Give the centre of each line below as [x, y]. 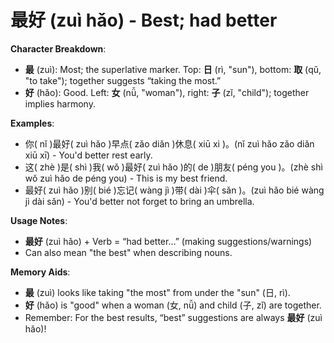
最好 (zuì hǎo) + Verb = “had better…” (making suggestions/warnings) [168, 241]
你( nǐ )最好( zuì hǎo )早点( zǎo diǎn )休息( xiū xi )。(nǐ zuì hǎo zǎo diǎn [169, 143]
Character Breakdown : [58, 48]
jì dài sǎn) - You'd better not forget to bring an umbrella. [139, 201]
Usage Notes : [39, 220]
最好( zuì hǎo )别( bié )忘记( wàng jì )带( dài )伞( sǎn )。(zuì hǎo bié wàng [174, 190]
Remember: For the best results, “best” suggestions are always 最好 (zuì [173, 317]
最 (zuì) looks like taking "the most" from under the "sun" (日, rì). [157, 292]
